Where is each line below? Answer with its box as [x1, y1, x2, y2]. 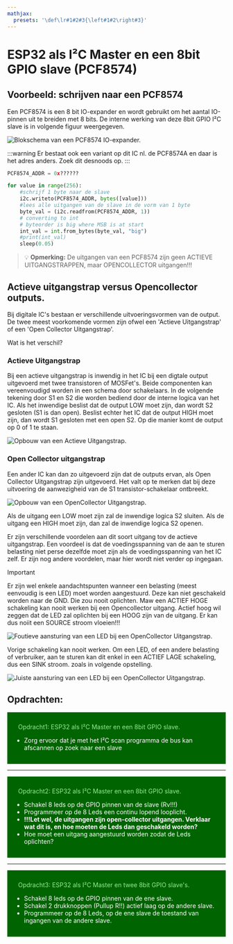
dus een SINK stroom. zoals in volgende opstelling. [7, 660, 153, 668]
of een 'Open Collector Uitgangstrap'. [7, 324, 114, 333]
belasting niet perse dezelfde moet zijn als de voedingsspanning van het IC [7, 547, 222, 556]
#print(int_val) [19, 234, 67, 241]
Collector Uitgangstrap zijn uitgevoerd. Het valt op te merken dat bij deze [7, 477, 216, 486]
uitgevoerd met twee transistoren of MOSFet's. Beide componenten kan [7, 379, 213, 388]
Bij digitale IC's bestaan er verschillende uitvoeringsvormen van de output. [7, 310, 221, 318]
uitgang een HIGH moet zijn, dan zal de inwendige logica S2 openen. [7, 519, 204, 527]
